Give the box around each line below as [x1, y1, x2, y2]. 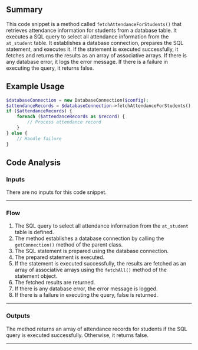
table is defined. [14, 229, 54, 236]
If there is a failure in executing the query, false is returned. [14, 291, 159, 299]
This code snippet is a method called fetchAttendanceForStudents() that [6, 20, 181, 27]
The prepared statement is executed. [14, 254, 105, 261]
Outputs [6, 312, 31, 320]
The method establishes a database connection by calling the [14, 235, 164, 242]
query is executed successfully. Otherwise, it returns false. [6, 331, 149, 339]
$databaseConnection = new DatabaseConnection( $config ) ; [6, 97, 149, 103]
